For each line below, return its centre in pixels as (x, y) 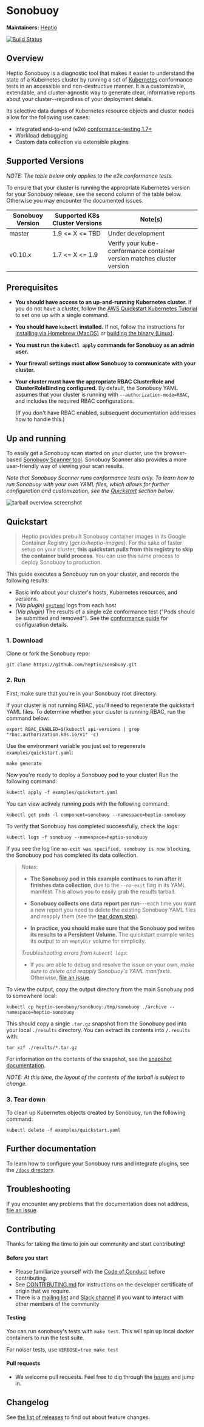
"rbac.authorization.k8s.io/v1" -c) (53, 734)
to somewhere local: (32, 996)
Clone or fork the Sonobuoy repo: (48, 654)
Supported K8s (77, 215)
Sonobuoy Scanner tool (53, 459)
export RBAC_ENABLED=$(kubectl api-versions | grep (73, 729)
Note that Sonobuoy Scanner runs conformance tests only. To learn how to (100, 478)
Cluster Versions (77, 223)
